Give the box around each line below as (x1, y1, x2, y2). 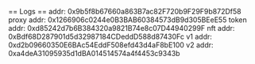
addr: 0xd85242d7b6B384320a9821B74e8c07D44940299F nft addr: (8, 24, 235, 32)
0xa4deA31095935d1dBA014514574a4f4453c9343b (8, 49, 180, 58)
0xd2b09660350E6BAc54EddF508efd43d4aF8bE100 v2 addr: (8, 40, 214, 50)
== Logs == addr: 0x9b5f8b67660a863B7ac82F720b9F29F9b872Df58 (8, 7, 241, 16)
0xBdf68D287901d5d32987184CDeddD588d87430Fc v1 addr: (8, 32, 213, 41)
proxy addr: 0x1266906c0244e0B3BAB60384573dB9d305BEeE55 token (8, 15, 248, 24)
